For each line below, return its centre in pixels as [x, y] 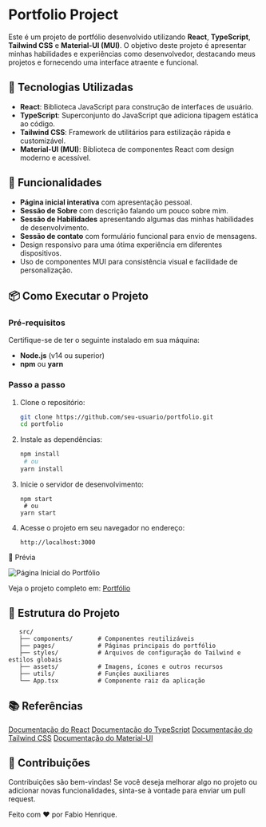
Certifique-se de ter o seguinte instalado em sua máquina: [104, 340]
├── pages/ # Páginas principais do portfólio [117, 646]
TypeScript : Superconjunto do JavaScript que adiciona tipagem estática [139, 115]
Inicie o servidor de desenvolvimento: [81, 484]
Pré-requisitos [37, 323]
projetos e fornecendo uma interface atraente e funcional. [103, 62]
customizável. [43, 141]
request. [22, 799]
